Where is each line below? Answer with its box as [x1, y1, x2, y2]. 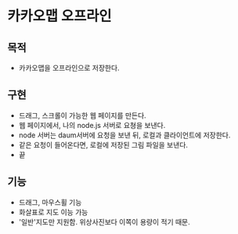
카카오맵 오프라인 [7, 7, 112, 25]
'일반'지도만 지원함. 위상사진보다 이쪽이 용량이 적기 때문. [18, 217, 191, 226]
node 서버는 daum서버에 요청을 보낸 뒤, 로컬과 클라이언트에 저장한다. [18, 130, 231, 140]
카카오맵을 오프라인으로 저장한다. [18, 64, 120, 72]
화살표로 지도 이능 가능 [18, 207, 88, 217]
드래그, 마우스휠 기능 [18, 197, 82, 207]
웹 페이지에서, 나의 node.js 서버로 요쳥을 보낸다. [18, 120, 166, 130]
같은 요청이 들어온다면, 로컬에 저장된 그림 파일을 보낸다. [18, 140, 189, 149]
